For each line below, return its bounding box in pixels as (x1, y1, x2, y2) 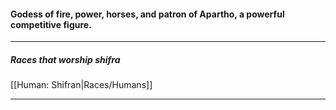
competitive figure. (10, 18, 92, 30)
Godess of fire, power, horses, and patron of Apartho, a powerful (10, 8, 285, 20)
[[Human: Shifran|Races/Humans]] (10, 79, 153, 91)
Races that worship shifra (10, 53, 121, 65)
